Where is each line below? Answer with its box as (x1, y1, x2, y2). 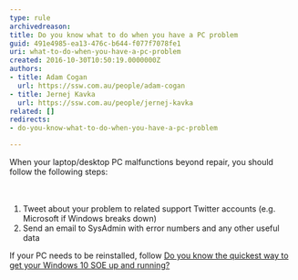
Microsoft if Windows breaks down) (22, 213, 158, 223)
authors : (9, 65, 43, 74)
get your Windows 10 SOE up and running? (9, 260, 170, 270)
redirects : (9, 115, 51, 124)
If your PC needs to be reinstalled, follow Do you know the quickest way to (9, 250, 289, 261)
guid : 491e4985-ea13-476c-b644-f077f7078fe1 (9, 38, 181, 48)
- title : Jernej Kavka (9, 89, 96, 99)
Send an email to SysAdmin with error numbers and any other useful (22, 223, 280, 233)
